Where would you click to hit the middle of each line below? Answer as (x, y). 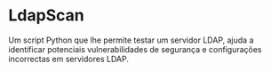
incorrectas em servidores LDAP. (69, 59)
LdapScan (47, 16)
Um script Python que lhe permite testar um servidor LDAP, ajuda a (131, 40)
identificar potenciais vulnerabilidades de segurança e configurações (135, 49)
